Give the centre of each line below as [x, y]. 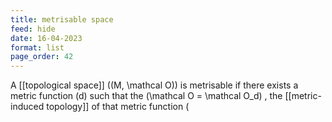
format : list [37, 47]
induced [27, 107]
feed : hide [33, 29]
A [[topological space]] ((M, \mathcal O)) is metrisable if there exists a [154, 85]
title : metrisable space [62, 19]
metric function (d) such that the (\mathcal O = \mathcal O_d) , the [146, 96]
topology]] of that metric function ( [118, 107]
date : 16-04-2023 [46, 38]
